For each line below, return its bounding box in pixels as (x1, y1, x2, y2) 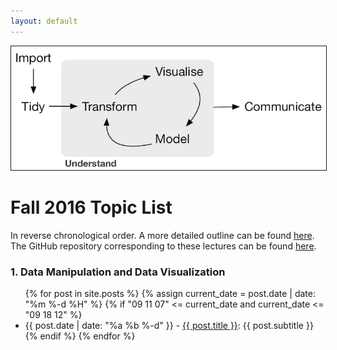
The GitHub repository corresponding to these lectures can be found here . (10, 240, 317, 252)
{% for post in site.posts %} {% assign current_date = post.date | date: (24, 288, 316, 300)
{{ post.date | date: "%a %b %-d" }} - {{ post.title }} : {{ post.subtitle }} (24, 320, 314, 332)
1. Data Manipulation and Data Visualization (10, 265, 226, 279)
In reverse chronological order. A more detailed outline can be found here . (10, 229, 315, 241)
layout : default (10, 16, 78, 26)
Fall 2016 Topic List (10, 196, 173, 219)
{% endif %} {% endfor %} (24, 330, 136, 342)
